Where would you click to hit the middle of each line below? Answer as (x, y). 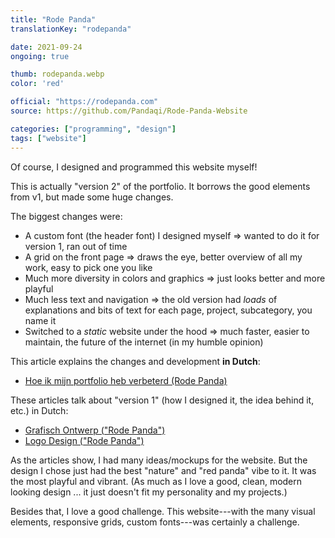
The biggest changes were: (66, 216)
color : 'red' (37, 84)
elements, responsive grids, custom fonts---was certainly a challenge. (155, 522)
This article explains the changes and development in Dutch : (135, 361)
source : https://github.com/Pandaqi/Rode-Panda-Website (129, 111)
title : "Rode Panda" (53, 19)
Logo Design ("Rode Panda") (84, 440)
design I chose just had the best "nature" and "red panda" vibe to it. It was (163, 470)
